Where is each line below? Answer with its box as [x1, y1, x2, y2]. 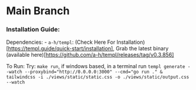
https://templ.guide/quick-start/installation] [8, 45, 114, 52]
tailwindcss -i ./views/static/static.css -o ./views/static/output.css [6, 74, 189, 81]
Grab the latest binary [115, 45, 169, 52]
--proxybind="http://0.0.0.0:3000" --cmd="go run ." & [24, 69, 163, 75]
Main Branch [6, 4, 70, 18]
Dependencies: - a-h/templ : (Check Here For [6, 38, 115, 46]
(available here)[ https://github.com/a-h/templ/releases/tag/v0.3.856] [6, 52, 174, 59]
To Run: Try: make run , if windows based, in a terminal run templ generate [6, 63, 185, 70]
